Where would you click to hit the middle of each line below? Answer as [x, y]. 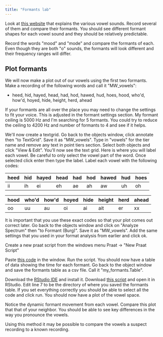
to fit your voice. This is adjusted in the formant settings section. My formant [81, 115]
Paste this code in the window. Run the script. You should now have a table [80, 260]
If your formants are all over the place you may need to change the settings [80, 110]
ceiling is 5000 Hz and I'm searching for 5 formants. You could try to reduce [81, 120]
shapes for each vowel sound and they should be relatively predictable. [77, 34]
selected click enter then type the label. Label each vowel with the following [81, 161]
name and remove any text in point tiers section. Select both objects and [78, 145]
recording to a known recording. [37, 330]
